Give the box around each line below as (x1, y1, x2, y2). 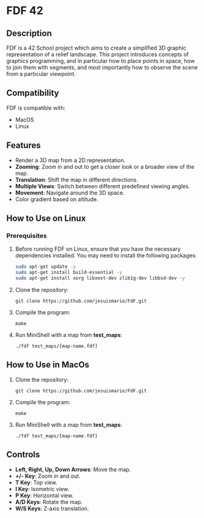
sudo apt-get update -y (15, 264, 76, 270)
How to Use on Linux (6, 213, 86, 224)
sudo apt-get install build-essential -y (15, 270, 123, 276)
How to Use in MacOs (6, 360, 90, 370)
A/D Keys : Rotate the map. (15, 498, 83, 505)
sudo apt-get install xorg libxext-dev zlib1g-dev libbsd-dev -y (15, 275, 185, 281)
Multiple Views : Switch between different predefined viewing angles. (15, 182, 191, 190)
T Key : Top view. (15, 478, 57, 486)
